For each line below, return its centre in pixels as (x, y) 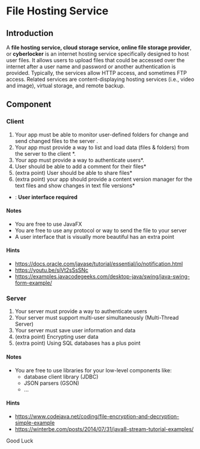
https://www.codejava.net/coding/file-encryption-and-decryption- (97, 416)
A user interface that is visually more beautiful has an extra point (95, 236)
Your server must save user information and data (75, 330)
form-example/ (33, 283)
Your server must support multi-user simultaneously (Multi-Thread (97, 318)
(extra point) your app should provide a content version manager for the (104, 179)
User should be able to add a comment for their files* (81, 166)
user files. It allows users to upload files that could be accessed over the (96, 60)
